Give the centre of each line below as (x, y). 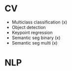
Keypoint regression (32, 32)
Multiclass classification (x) (39, 22)
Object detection (29, 27)
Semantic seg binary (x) (36, 38)
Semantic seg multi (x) (35, 43)
